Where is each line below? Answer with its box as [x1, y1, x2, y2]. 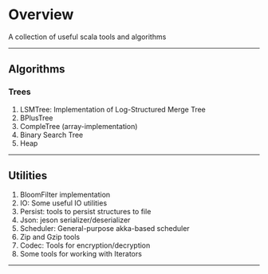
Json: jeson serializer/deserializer [19, 215, 131, 225]
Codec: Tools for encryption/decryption [19, 241, 151, 250]
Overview [8, 6, 74, 24]
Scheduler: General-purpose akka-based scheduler [19, 224, 190, 233]
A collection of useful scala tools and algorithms [8, 32, 167, 41]
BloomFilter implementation [19, 190, 111, 200]
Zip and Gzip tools [19, 233, 81, 242]
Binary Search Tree [19, 130, 84, 139]
